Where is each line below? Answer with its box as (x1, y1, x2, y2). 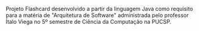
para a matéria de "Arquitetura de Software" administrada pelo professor (6, 12, 189, 19)
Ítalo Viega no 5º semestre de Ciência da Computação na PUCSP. (6, 18, 172, 25)
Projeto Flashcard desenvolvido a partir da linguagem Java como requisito (6, 5, 193, 12)
